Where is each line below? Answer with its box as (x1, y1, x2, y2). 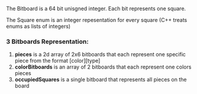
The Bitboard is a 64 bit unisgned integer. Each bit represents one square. (6, 5, 186, 12)
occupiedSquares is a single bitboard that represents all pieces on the (14, 76, 187, 83)
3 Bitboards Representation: (6, 37, 89, 46)
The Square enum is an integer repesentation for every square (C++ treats (6, 17, 188, 23)
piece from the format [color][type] (14, 57, 101, 64)
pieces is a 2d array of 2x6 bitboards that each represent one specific (14, 51, 186, 58)
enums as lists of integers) (6, 23, 71, 30)
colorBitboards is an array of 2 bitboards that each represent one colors (14, 63, 192, 70)
